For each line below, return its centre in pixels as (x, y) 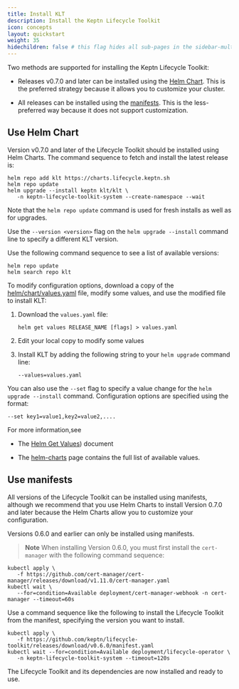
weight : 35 (23, 41)
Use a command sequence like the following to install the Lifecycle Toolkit (116, 612)
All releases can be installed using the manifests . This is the (105, 103)
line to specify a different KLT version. (63, 239)
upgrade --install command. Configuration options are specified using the (118, 396)
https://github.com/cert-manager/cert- (85, 574)
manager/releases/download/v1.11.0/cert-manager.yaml (89, 581)
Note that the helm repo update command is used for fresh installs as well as (119, 210)
